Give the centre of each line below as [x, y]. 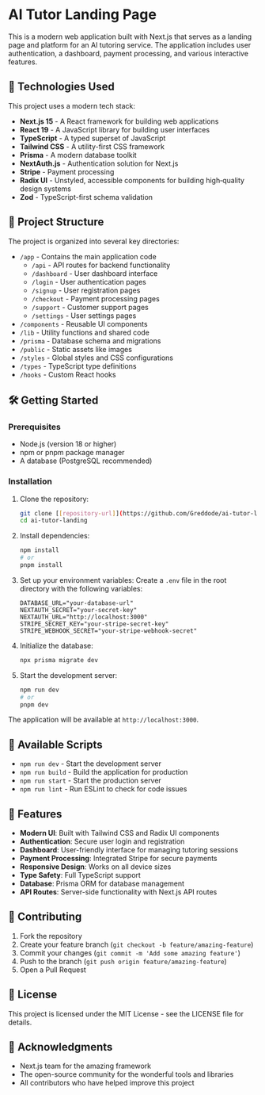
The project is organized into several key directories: [94, 241]
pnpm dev [34, 704]
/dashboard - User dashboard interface [95, 273]
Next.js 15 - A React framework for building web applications [119, 121]
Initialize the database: [56, 645]
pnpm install [41, 565]
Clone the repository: [54, 499]
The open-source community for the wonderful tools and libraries [127, 1074]
